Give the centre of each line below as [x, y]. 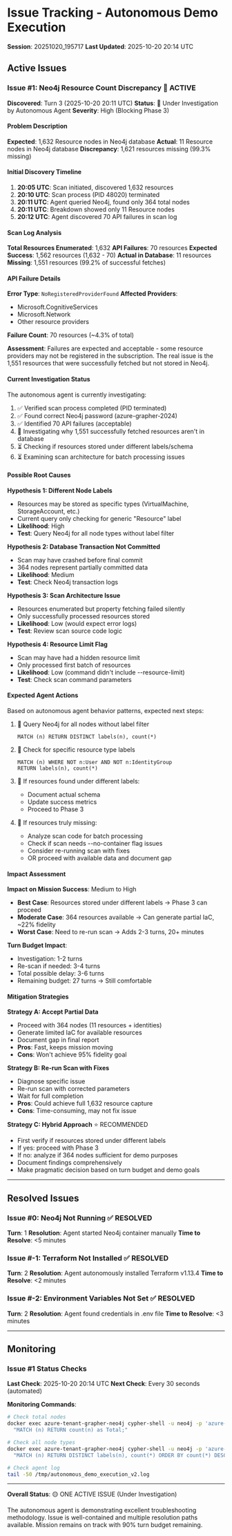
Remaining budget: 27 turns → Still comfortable [84, 981]
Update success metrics [62, 802]
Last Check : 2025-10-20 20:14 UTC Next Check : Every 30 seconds [104, 1384]
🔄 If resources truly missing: [57, 823]
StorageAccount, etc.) [48, 511]
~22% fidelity [37, 925]
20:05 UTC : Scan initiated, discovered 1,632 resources [95, 187]
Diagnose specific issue [51, 1081]
